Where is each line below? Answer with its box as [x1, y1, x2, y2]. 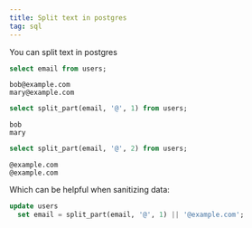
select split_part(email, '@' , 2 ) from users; [9, 144, 188, 154]
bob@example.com [9, 81, 70, 90]
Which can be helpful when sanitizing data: [9, 185, 170, 195]
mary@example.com [9, 88, 75, 98]
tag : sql [9, 22, 42, 31]
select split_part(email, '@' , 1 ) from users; [9, 104, 188, 113]
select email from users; [9, 64, 107, 73]
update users [9, 202, 59, 211]
